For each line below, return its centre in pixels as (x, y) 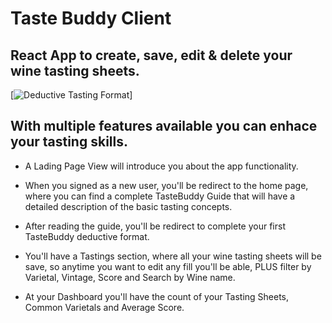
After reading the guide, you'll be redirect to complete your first (155, 226)
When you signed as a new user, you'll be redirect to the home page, (166, 185)
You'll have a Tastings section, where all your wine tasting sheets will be (173, 256)
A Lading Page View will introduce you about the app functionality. (161, 166)
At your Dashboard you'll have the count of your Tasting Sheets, (157, 296)
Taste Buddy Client (91, 18)
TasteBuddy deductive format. (87, 236)
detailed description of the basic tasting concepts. (128, 206)
